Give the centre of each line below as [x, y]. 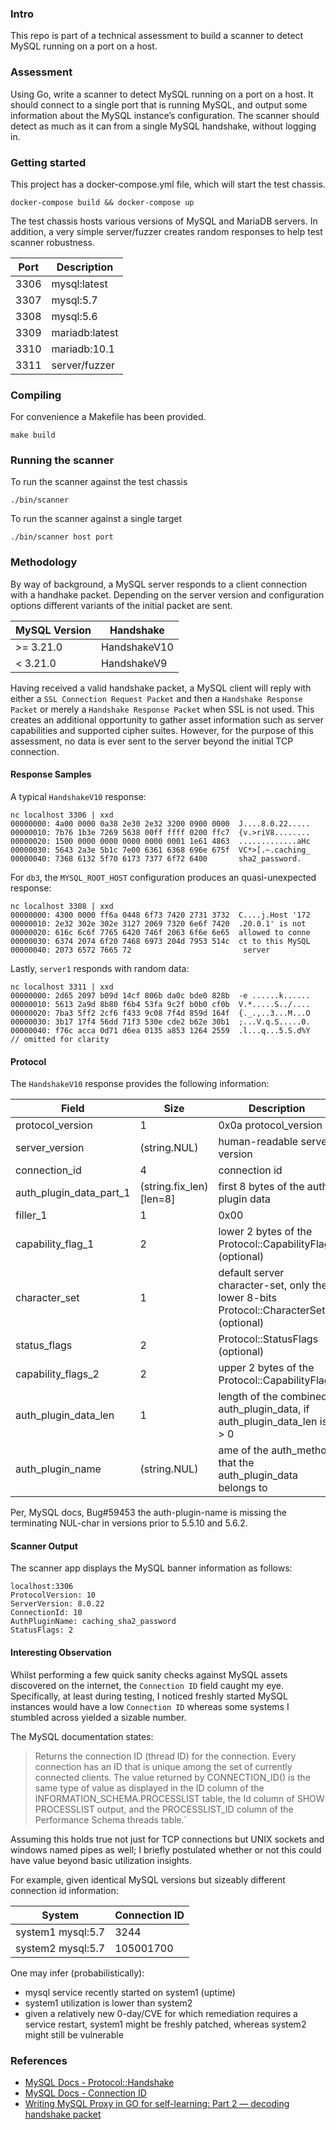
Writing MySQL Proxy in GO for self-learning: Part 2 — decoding [157, 2103]
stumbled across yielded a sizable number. [98, 1717]
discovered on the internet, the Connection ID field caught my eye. [147, 1685]
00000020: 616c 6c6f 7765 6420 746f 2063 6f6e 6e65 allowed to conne [160, 932]
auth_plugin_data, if [264, 1409]
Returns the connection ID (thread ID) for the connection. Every [165, 1756]
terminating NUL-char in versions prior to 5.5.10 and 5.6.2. [129, 1523]
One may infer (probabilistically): [77, 1973]
